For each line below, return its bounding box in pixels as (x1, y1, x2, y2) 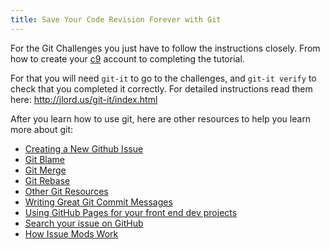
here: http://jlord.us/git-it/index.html (10, 93, 158, 105)
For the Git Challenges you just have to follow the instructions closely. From (10, 42, 321, 54)
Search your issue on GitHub (24, 217, 144, 229)
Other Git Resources (24, 185, 109, 197)
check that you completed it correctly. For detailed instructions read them (10, 82, 313, 95)
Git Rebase (24, 174, 71, 186)
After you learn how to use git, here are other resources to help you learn (10, 112, 312, 125)
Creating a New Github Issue (24, 142, 144, 155)
